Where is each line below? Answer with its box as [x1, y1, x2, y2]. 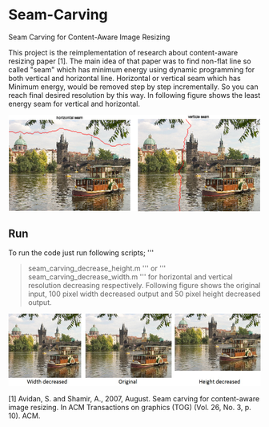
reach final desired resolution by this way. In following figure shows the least [8, 90, 261, 100]
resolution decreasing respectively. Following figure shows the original [27, 281, 261, 291]
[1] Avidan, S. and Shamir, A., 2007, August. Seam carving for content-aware [8, 393, 260, 403]
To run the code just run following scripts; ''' [8, 248, 155, 258]
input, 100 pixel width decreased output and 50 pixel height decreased [27, 289, 261, 299]
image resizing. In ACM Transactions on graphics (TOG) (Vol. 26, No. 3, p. [8, 402, 252, 412]
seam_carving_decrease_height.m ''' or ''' [27, 263, 167, 274]
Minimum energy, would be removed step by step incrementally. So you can [8, 82, 259, 91]
